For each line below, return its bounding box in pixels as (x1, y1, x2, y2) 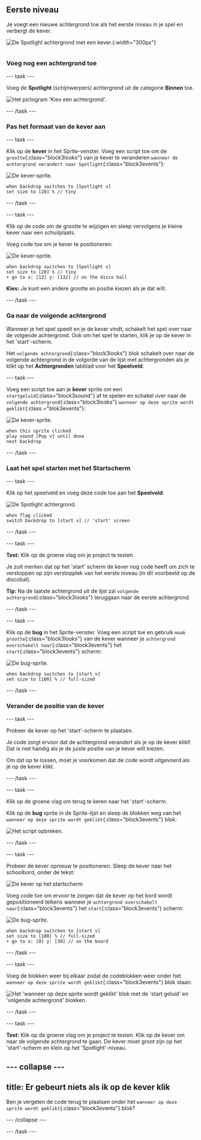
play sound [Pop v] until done (6, 433, 85, 439)
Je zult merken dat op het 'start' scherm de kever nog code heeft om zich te (6, 563, 195, 570)
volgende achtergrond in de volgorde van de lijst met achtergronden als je (6, 356, 189, 363)
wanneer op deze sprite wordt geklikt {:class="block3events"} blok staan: (6, 979, 192, 986)
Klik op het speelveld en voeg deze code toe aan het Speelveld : (6, 489, 164, 496)
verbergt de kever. (6, 27, 52, 34)
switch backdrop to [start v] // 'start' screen (6, 518, 130, 524)
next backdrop (6, 438, 42, 445)
